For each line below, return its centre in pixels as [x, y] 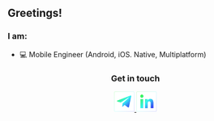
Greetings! [35, 13]
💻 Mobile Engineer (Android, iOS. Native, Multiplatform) [113, 54]
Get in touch [135, 78]
